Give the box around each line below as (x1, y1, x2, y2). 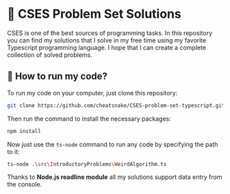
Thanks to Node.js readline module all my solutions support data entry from (7, 173, 222, 181)
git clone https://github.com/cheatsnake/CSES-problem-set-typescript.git (7, 102, 225, 109)
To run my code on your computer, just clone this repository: (7, 88, 178, 97)
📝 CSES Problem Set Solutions (7, 6, 181, 22)
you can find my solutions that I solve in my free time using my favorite (7, 36, 207, 44)
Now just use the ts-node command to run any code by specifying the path (7, 140, 218, 148)
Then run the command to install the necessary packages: (7, 114, 171, 123)
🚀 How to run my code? (7, 71, 108, 82)
